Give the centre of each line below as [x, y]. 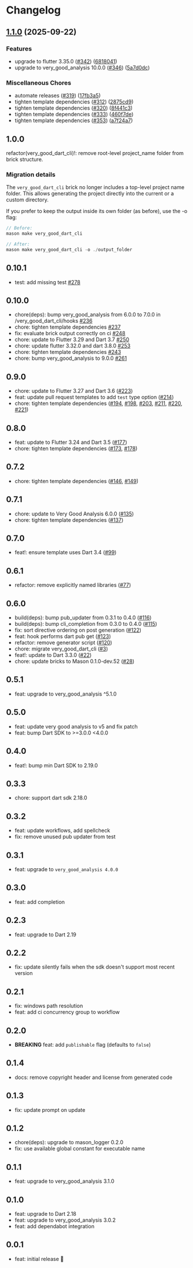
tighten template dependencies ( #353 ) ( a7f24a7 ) [74, 120]
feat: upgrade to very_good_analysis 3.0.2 [65, 1220]
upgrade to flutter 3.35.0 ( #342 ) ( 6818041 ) [66, 61]
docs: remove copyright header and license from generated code [94, 1077]
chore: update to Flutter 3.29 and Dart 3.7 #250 [72, 340]
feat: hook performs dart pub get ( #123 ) [63, 636]
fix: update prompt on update [50, 1109]
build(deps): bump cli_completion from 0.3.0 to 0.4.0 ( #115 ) [86, 624]
